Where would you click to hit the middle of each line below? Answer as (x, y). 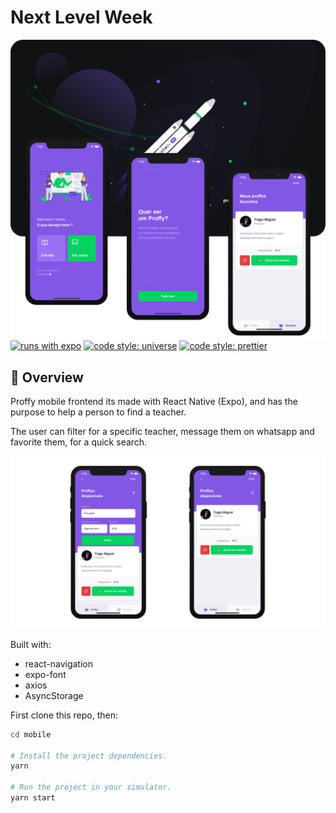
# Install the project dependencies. (89, 756)
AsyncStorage (54, 695)
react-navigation (59, 663)
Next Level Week (81, 17)
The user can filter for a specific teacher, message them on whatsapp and (162, 432)
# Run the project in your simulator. (91, 787)
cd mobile (31, 734)
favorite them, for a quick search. (79, 442)
